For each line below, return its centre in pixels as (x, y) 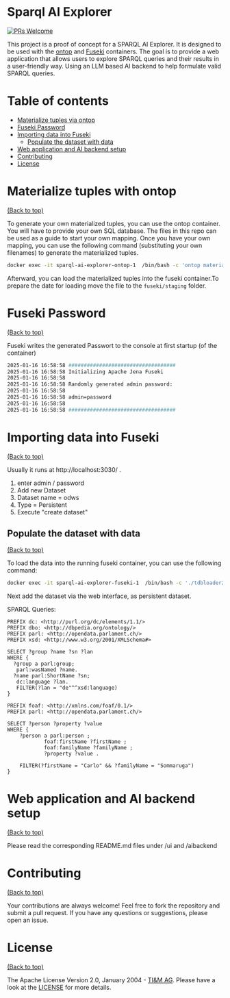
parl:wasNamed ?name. (47, 670)
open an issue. (28, 920)
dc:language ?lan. (42, 682)
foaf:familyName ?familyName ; (88, 748)
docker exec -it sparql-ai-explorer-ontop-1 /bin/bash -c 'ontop (104, 265)
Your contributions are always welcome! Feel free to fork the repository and (114, 906)
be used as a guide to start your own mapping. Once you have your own (109, 238)
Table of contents (58, 101)
